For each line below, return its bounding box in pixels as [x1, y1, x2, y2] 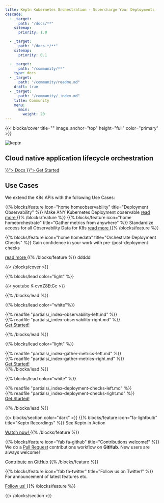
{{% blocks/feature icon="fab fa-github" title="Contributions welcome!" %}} [5, 439, 160, 445]
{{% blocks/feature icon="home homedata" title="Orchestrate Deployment [5, 234, 156, 240]
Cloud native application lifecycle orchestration [5, 154, 154, 163]
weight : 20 [23, 112, 45, 117]
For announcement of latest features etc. [5, 474, 88, 479]
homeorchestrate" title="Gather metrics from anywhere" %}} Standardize [5, 220, 154, 225]
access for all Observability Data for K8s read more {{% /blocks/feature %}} [5, 224, 159, 231]
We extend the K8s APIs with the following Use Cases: [5, 195, 115, 200]
